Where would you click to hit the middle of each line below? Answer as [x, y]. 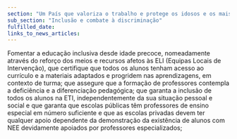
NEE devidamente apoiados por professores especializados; [95, 128]
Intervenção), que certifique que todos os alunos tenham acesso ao [106, 68]
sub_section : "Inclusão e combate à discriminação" [85, 20]
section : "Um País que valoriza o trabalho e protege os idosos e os [112, 14]
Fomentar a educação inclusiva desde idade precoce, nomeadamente [109, 53]
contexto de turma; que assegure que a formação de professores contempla [119, 83]
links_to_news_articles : [44, 33]
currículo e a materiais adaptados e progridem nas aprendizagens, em [109, 76]
